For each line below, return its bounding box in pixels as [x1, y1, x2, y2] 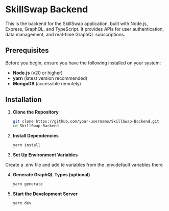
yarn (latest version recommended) [12, 75, 88, 81]
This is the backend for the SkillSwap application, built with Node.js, [5, 20, 148, 27]
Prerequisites [5, 46, 49, 55]
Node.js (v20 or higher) [12, 69, 63, 76]
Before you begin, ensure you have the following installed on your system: [5, 60, 161, 66]
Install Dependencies [12, 133, 59, 139]
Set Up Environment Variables [12, 152, 78, 158]
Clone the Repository [12, 109, 59, 115]
